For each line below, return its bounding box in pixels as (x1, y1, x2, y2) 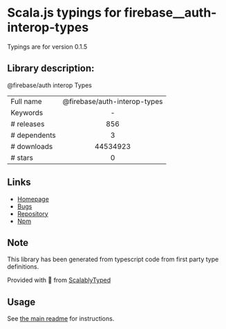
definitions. (7, 263, 39, 271)
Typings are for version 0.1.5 (7, 42, 88, 51)
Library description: (7, 62, 95, 74)
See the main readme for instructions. (7, 314, 115, 323)
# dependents (10, 130, 57, 140)
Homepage (17, 195, 50, 203)
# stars (10, 152, 33, 162)
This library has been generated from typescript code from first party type (7, 255, 219, 264)
